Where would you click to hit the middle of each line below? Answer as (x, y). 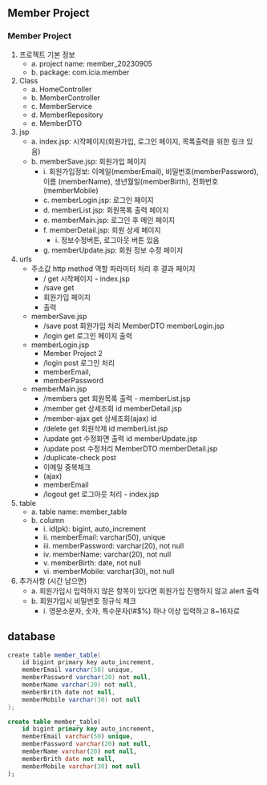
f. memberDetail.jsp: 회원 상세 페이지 (102, 230)
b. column (48, 520)
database (32, 637)
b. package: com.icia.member (80, 72)
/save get (59, 287)
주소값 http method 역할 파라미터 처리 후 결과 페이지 (113, 269)
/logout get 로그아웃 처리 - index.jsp (101, 494)
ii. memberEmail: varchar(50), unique (104, 537)
